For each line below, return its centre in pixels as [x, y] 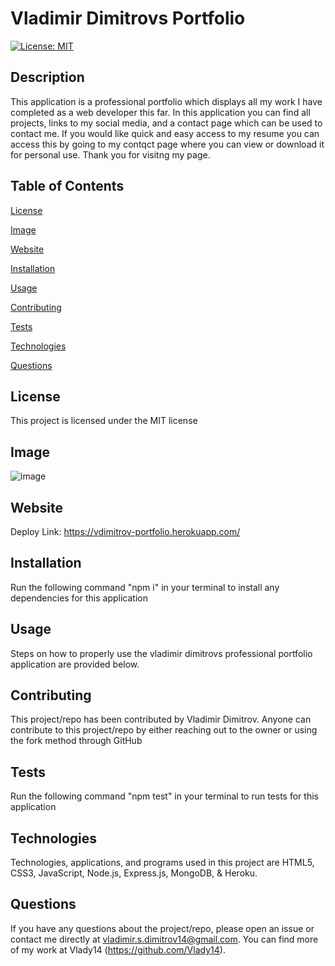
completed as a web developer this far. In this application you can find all [160, 112]
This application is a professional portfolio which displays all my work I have [166, 101]
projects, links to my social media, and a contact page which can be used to [166, 123]
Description [47, 77]
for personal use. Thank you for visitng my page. [110, 154]
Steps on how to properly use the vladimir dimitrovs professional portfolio [161, 653]
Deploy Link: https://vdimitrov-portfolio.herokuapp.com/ [125, 531]
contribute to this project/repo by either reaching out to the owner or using [164, 730]
